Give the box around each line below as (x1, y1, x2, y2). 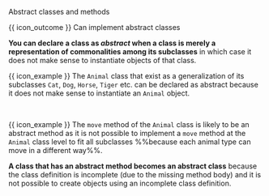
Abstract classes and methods (8, 7, 110, 16)
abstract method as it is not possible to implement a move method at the (8, 129, 246, 138)
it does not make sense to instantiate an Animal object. (8, 88, 190, 98)
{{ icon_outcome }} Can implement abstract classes (8, 23, 181, 32)
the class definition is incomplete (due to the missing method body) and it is (8, 170, 262, 179)
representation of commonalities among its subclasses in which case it (8, 47, 252, 56)
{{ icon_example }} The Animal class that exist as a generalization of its (8, 71, 245, 80)
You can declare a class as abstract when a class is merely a (8, 38, 216, 48)
